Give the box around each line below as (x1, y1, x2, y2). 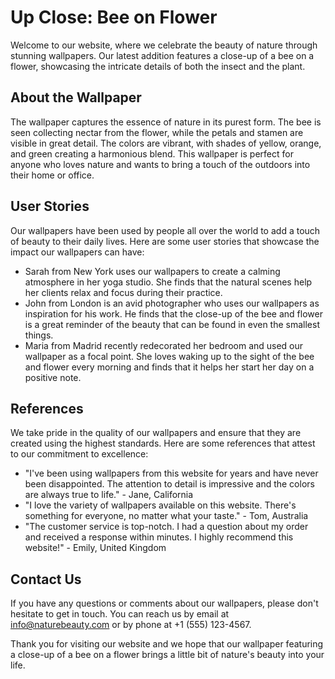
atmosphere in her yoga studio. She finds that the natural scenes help (24, 276, 313, 288)
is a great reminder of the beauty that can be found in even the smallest (24, 318, 321, 330)
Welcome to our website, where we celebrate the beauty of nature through (10, 39, 318, 51)
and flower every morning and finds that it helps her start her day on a (24, 361, 315, 373)
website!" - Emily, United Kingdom (24, 542, 167, 554)
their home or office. (10, 169, 95, 181)
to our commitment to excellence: (10, 448, 149, 460)
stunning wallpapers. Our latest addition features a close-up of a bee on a (10, 49, 315, 61)
